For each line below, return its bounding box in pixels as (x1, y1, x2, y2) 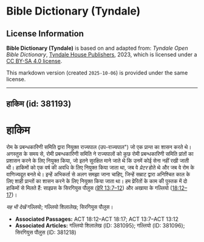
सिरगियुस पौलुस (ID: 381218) (15, 229, 77, 236)
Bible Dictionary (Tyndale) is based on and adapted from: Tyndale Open (6, 44, 188, 52)
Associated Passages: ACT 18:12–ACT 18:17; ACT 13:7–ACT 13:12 (15, 215, 179, 223)
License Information (6, 29, 84, 39)
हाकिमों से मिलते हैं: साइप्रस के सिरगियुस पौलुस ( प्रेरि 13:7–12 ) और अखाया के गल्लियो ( (6, 184, 172, 192)
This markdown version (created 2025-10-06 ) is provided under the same (6, 69, 188, 76)
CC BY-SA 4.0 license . (6, 58, 63, 64)
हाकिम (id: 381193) (6, 99, 72, 109)
